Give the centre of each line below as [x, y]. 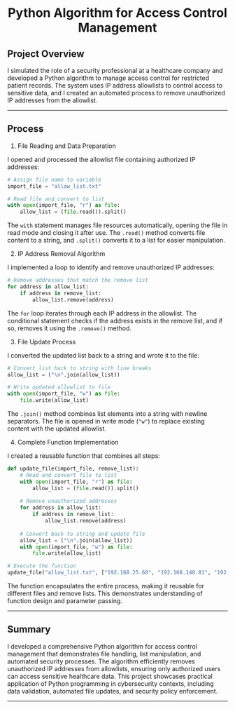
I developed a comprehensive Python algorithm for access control [102, 646]
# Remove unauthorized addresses [69, 501]
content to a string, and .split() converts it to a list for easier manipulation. [116, 241]
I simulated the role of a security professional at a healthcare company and [115, 70]
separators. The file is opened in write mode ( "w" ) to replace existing [106, 421]
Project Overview [46, 54]
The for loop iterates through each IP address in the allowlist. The [102, 313]
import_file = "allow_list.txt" [54, 186]
